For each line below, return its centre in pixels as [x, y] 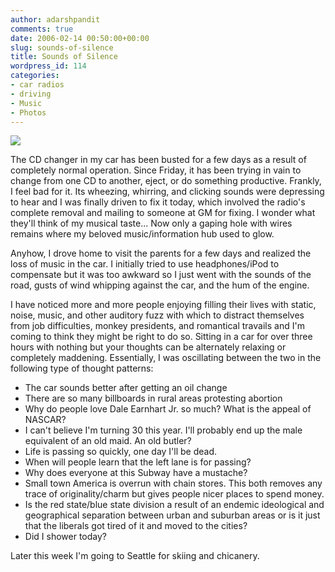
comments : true [42, 29]
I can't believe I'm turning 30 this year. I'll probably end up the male [163, 430]
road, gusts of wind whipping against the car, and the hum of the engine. [160, 285]
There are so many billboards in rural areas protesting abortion [153, 398]
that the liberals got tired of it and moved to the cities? [136, 526]
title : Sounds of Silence [64, 57]
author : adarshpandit [55, 19]
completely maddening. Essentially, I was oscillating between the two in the [166, 358]
